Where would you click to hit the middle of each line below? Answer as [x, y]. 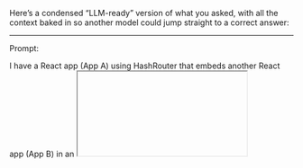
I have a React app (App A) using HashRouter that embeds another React [145, 66]
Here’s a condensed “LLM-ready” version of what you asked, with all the [144, 13]
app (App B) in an [42, 154]
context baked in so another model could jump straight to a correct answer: [150, 22]
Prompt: [24, 48]
